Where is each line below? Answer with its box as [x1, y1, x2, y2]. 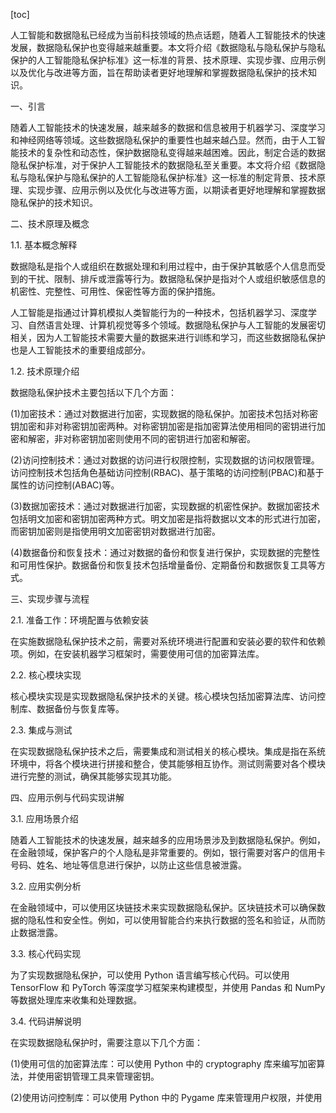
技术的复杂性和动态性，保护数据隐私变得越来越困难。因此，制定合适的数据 [18, 147, 326, 158]
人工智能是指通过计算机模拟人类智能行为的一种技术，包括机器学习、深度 [10, 307, 308, 318]
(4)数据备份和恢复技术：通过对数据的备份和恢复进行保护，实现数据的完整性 [10, 547, 321, 558]
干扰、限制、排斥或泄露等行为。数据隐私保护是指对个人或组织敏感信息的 [27, 273, 326, 284]
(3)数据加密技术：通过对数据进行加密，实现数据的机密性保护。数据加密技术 [10, 500, 320, 512]
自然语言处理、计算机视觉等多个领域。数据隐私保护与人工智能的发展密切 [27, 319, 326, 331]
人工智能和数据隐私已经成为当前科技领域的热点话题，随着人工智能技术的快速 [10, 29, 326, 41]
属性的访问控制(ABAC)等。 [10, 479, 120, 491]
